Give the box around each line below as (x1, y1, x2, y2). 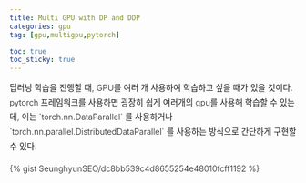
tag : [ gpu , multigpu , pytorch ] (9, 30, 120, 39)
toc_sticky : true (9, 56, 76, 65)
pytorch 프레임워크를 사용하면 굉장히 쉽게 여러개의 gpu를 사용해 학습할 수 (9, 97, 278, 107)
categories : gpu (9, 22, 71, 31)
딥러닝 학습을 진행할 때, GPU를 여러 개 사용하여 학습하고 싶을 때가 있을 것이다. (9, 83, 293, 94)
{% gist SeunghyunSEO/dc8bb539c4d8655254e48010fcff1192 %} (9, 163, 260, 174)
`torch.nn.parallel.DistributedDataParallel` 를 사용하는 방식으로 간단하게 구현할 (9, 126, 297, 137)
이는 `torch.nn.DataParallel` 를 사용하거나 (21, 111, 173, 123)
